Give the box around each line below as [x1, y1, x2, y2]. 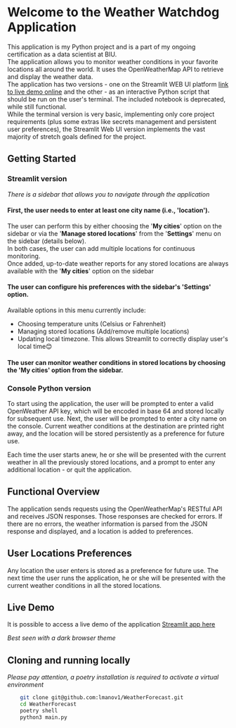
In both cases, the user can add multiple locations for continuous [7, 244, 195, 252]
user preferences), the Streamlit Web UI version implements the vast [7, 125, 206, 133]
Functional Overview [7, 486, 100, 498]
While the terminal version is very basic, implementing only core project [7, 110, 215, 118]
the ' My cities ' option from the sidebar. [7, 366, 124, 374]
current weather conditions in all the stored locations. [7, 581, 162, 589]
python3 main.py [20, 713, 68, 721]
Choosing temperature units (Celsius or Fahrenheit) [17, 320, 166, 328]
